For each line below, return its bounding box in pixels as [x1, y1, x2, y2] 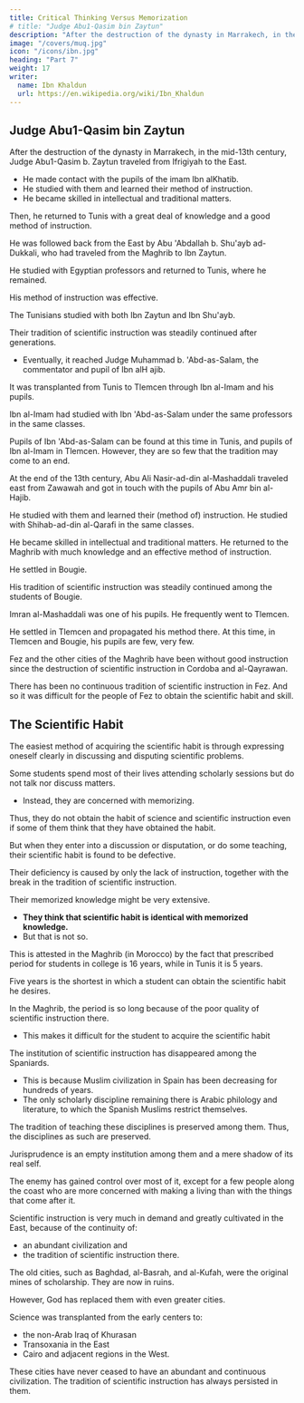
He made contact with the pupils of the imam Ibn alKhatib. [22, 174, 240, 185]
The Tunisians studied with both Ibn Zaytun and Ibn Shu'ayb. [9, 310, 236, 321]
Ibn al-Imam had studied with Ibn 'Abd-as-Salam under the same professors [9, 409, 293, 420]
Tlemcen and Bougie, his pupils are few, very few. [9, 636, 195, 647]
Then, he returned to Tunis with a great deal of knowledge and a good [9, 210, 271, 222]
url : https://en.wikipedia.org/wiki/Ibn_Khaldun [17, 89, 204, 98]
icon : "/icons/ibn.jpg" [9, 47, 100, 56]
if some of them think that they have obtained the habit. [9, 822, 216, 834]
